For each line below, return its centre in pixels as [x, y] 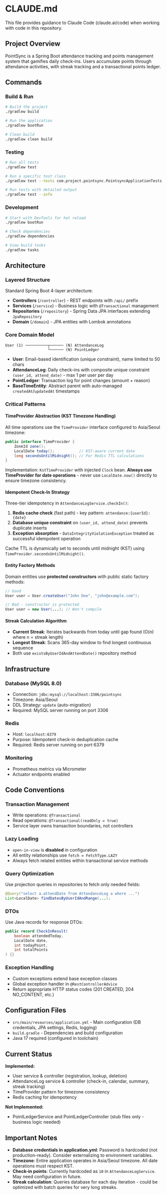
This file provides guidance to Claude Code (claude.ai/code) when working [82, 23]
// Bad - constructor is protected [42, 605]
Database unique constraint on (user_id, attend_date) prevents [80, 523]
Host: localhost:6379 [34, 734]
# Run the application [29, 121]
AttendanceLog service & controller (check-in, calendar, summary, [81, 1081]
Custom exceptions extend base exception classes [65, 978]
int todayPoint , [31, 945]
